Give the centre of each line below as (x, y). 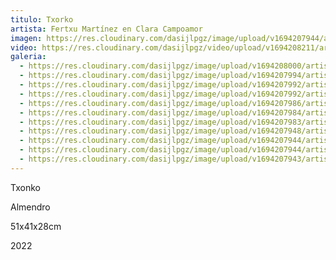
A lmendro (30, 207)
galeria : (28, 57)
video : (24, 47)
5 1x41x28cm (36, 226)
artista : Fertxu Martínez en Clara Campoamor (106, 29)
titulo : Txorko (42, 19)
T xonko (25, 187)
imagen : (26, 38)
